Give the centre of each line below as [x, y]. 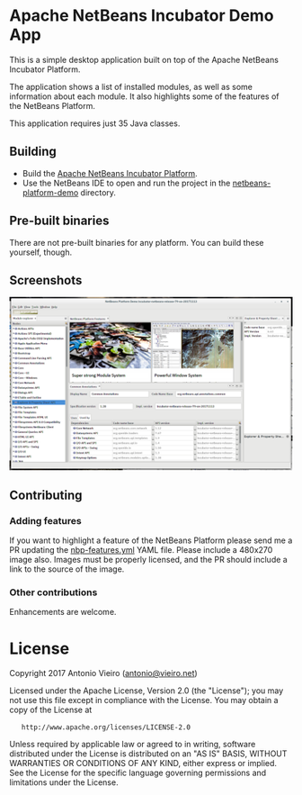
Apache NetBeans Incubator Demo [142, 16]
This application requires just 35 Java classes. [95, 123]
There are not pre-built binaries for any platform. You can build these [137, 242]
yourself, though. [41, 252]
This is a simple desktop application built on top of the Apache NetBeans [144, 59]
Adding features [46, 520]
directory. [98, 192]
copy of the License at [51, 710]
